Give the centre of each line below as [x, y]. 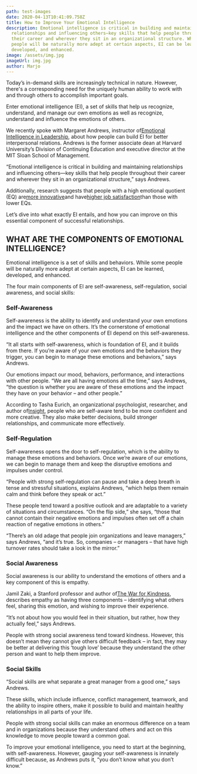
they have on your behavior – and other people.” [64, 393]
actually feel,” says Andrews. [41, 624]
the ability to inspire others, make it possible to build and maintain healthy [95, 706]
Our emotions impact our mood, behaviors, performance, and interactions [95, 375]
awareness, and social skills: [40, 293]
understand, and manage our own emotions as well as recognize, [85, 113]
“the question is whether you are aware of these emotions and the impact [95, 387]
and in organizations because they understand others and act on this [89, 729]
